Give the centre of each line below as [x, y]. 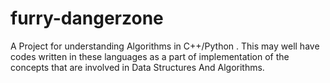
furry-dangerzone [87, 18]
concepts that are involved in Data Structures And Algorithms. [137, 67]
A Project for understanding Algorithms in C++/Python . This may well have [165, 46]
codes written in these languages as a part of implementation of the [150, 56]
